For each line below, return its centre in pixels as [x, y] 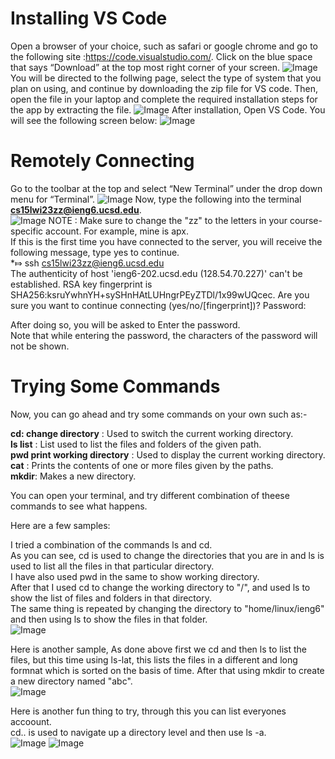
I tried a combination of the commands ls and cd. [111, 544]
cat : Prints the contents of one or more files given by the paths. [142, 465]
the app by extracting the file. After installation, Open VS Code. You [168, 109]
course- [306, 220]
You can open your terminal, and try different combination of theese [150, 495]
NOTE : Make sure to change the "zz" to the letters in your [168, 220]
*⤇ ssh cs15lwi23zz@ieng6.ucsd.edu [87, 263]
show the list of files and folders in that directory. [111, 598]
